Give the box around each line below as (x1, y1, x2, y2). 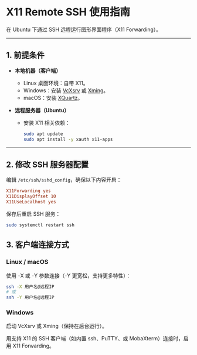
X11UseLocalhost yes (6, 199, 57, 205)
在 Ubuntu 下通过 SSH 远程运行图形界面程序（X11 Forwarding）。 (6, 26, 162, 33)
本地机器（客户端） (14, 67, 62, 74)
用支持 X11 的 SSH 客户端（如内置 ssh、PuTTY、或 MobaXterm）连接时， (6, 335, 184, 342)
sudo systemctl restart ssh (6, 222, 75, 228)
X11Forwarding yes (6, 188, 51, 194)
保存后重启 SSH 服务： (6, 210, 61, 217)
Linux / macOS (6, 258, 49, 266)
